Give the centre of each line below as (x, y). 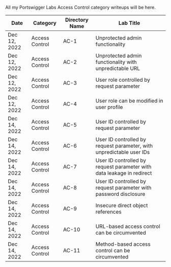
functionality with (116, 62)
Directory (77, 20)
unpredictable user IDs (123, 152)
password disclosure (120, 194)
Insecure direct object (122, 205)
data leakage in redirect (124, 173)
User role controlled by (123, 80)
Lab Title (130, 23)
